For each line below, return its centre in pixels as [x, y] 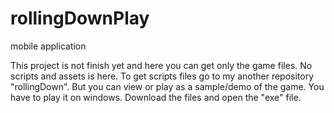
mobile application [48, 46]
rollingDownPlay [80, 18]
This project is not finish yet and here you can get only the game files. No [161, 65]
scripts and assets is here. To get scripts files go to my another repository [162, 76]
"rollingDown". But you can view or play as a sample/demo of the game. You [167, 86]
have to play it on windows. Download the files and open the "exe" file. [156, 97]
